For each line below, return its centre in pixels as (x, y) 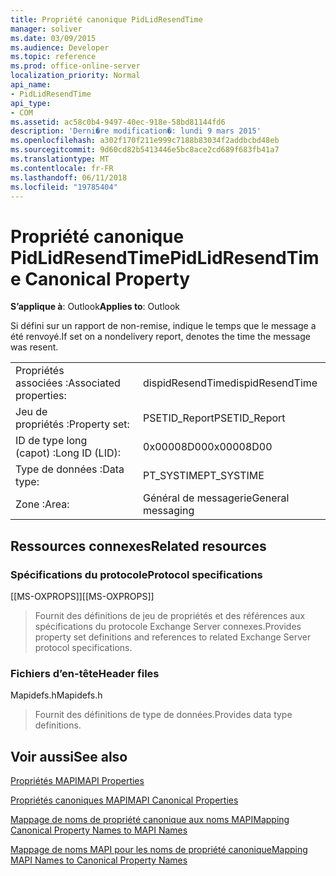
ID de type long (51, 441)
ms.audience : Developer (60, 47)
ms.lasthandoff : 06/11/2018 (69, 177)
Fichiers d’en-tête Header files (85, 673)
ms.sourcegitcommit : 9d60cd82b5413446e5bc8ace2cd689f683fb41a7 (145, 150)
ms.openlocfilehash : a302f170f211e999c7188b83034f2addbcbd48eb (145, 141)
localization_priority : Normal (75, 76)
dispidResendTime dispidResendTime (230, 383)
